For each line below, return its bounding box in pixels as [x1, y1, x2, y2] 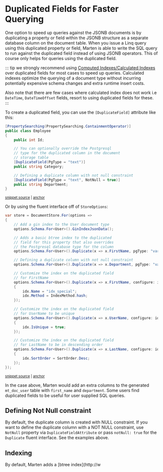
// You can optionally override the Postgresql [14, 146, 112, 151]
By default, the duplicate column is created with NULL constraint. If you [5, 419, 148, 425]
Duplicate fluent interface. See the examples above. [5, 435, 109, 441]
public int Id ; [14, 137, 45, 142]
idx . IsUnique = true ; [22, 325, 66, 330]
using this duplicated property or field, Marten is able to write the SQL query [5, 45, 158, 51]
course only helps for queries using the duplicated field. [5, 55, 117, 61]
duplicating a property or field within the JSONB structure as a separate [5, 35, 148, 41]
